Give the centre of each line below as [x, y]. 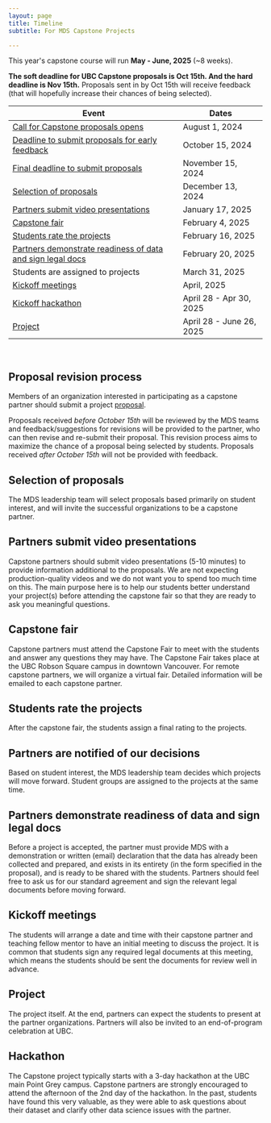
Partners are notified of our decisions [104, 753]
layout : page [30, 16]
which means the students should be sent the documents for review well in [133, 960]
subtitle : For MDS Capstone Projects [72, 31]
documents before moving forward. [67, 890]
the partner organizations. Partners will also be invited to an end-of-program [135, 1022]
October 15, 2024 [217, 145]
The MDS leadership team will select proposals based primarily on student [132, 499]
